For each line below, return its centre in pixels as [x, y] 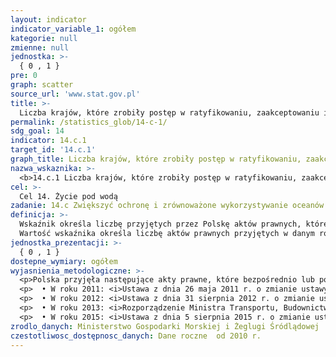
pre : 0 [24, 76]
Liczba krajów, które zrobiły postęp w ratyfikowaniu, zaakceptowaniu [169, 112]
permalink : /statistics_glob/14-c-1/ [89, 122]
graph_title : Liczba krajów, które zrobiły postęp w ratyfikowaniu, [156, 159]
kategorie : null [44, 38]
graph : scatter [42, 85]
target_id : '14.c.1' [53, 150]
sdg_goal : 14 [37, 131]
